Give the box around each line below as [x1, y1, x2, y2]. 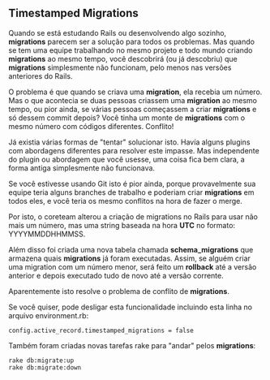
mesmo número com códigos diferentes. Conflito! [8, 121, 174, 131]
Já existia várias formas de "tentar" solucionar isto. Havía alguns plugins [8, 137, 251, 147]
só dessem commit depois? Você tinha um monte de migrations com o [8, 113, 246, 123]
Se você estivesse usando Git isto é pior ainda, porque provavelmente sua [8, 179, 256, 188]
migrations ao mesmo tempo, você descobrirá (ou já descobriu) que [8, 54, 238, 63]
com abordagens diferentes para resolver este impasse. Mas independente [8, 145, 259, 155]
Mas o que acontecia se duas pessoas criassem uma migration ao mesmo [8, 95, 258, 105]
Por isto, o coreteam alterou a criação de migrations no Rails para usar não [8, 211, 258, 222]
